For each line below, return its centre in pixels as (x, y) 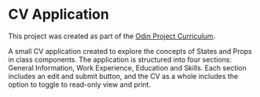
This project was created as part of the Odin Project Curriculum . (112, 36)
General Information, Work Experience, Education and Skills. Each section (128, 67)
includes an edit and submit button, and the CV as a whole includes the (123, 76)
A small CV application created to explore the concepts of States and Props (130, 51)
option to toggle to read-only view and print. (80, 84)
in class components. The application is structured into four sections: (120, 59)
